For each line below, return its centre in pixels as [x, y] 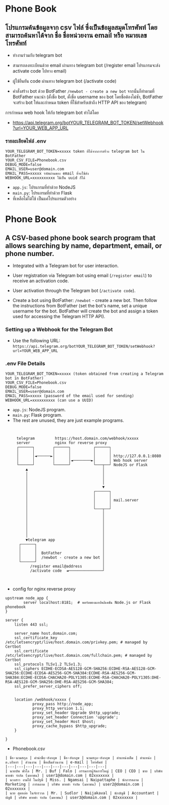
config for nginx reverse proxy [44, 589]
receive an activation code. [41, 281]
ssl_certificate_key [36, 638]
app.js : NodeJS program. [39, 409]
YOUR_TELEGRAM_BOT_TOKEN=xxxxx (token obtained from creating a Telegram [84, 374]
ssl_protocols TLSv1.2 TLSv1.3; [48, 664]
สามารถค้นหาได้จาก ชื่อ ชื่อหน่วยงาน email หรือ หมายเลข [76, 35]
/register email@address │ [67, 566]
